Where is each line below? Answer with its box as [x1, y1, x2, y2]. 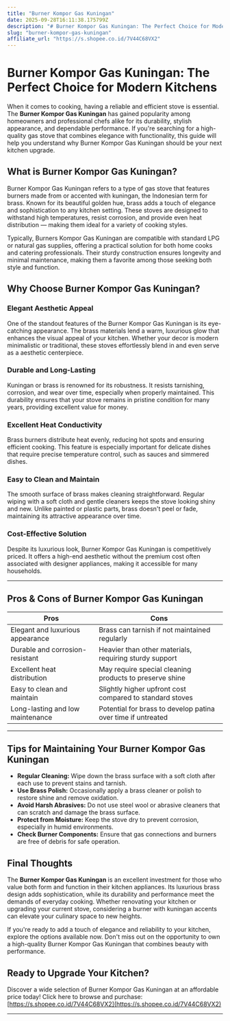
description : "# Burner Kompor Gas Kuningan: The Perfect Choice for [7, 23, 210, 30]
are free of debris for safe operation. [16, 838, 120, 846]
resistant [10, 653, 39, 663]
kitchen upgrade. [7, 146, 55, 154]
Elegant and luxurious [10, 625, 81, 635]
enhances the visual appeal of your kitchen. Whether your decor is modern [7, 333, 219, 342]
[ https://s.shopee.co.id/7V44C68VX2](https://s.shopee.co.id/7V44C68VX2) [7, 1000, 222, 1008]
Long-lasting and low [10, 704, 80, 714]
